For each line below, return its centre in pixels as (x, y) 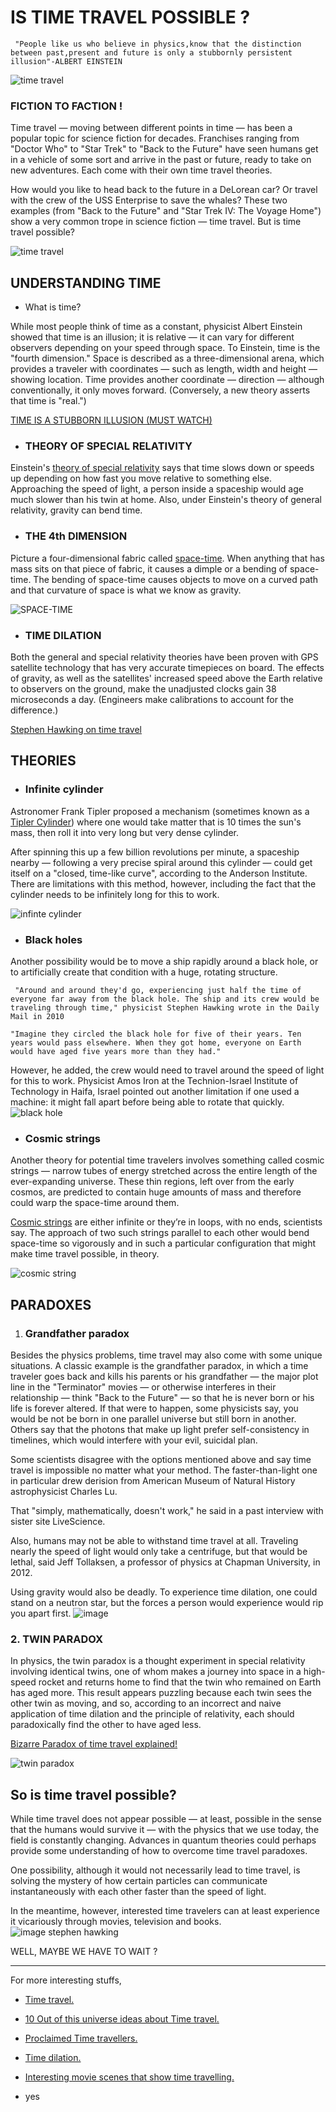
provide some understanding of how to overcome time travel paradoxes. (159, 1851)
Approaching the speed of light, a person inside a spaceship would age (157, 489)
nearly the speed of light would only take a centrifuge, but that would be (159, 1551)
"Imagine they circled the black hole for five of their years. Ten (156, 1034)
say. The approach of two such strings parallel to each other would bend (160, 1233)
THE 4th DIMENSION (76, 536)
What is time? (53, 307)
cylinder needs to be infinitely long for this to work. (115, 894)
